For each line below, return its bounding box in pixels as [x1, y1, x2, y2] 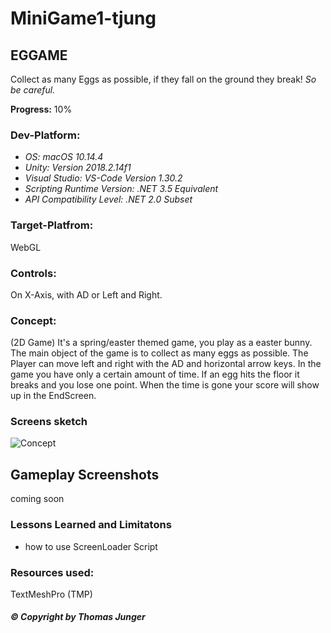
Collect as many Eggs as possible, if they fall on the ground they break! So [10, 73, 317, 85]
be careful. [10, 84, 56, 96]
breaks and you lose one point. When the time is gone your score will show [10, 379, 320, 391]
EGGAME [10, 47, 68, 64]
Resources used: [10, 565, 95, 579]
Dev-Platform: [10, 128, 81, 142]
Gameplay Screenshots [10, 466, 160, 483]
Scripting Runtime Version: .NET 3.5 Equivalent [24, 183, 219, 195]
